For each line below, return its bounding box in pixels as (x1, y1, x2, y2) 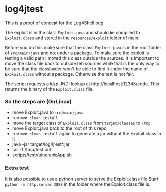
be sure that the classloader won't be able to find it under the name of (5, 66, 148, 72)
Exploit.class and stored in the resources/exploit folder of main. (5, 35, 140, 41)
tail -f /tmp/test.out (12, 147, 51, 153)
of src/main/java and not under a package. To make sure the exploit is (5, 50, 149, 56)
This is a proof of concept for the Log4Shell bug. (5, 20, 105, 26)
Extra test (5, 164, 29, 171)
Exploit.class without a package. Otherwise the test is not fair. (5, 71, 135, 77)
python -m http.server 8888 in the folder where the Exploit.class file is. (5, 181, 151, 187)
